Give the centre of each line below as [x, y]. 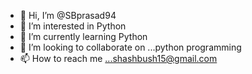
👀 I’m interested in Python [73, 26]
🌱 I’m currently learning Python [83, 36]
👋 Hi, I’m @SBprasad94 [68, 15]
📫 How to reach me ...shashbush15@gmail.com [118, 58]
